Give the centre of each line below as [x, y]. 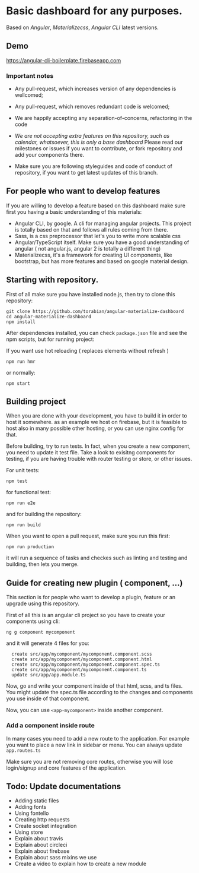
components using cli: [33, 621]
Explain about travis [39, 839]
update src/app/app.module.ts [49, 675]
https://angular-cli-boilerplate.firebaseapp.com [64, 60]
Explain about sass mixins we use [56, 858]
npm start [18, 383]
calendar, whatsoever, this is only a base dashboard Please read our [99, 142]
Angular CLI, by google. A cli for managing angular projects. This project [103, 223]
